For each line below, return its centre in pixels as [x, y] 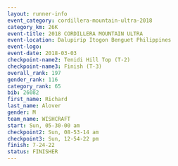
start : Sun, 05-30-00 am [44, 125]
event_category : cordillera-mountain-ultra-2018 [80, 20]
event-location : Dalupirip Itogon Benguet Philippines [89, 40]
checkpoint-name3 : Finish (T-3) [55, 66]
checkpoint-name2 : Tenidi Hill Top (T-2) [69, 60]
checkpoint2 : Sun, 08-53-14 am [53, 132]
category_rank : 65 [34, 86]
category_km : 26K [33, 27]
